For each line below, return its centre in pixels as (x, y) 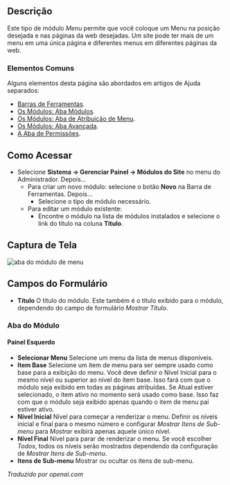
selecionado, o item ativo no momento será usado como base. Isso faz (118, 394)
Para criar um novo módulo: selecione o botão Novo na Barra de (119, 186)
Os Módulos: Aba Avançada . (58, 126)
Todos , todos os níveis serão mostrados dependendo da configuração (117, 446)
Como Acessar (40, 155)
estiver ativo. (36, 409)
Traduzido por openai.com (45, 474)
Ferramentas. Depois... (60, 194)
